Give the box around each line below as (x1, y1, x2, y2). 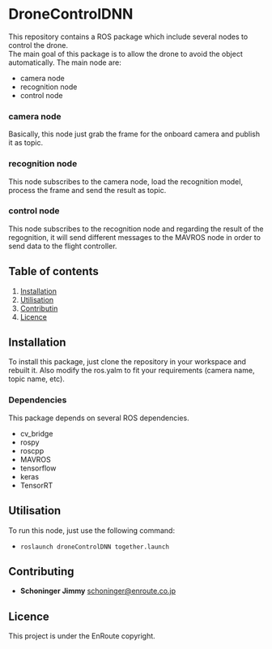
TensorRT (19, 480, 53, 490)
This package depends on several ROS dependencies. (8, 413, 189, 423)
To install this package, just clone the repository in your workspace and (8, 357, 247, 367)
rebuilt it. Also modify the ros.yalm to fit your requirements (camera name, (8, 366, 255, 376)
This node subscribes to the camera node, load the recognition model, (8, 176, 243, 187)
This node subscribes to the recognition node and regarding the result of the (8, 224, 264, 234)
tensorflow (19, 463, 57, 473)
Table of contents (8, 264, 99, 278)
